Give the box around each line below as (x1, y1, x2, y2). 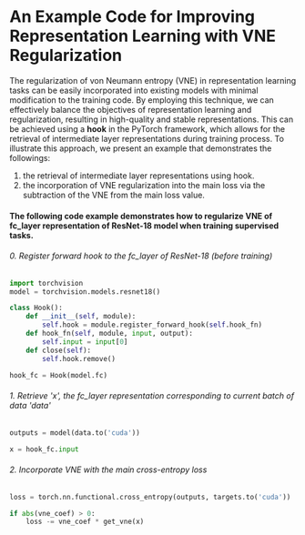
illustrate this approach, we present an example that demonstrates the (9, 143, 272, 154)
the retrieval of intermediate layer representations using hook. (22, 170, 255, 181)
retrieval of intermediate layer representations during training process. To (9, 133, 285, 144)
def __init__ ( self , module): (25, 312, 137, 321)
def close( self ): (25, 346, 92, 355)
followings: (9, 152, 51, 163)
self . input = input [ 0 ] (42, 337, 128, 347)
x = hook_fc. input (9, 444, 79, 454)
